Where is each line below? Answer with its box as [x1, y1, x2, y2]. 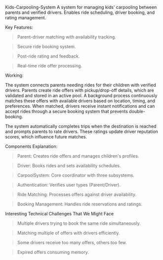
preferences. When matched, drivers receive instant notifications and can [5, 103, 155, 109]
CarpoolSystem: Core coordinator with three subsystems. [17, 172, 134, 178]
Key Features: [5, 24, 33, 30]
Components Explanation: [5, 143, 58, 149]
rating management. [5, 15, 46, 20]
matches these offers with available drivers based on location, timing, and [5, 98, 156, 104]
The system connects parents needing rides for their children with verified [5, 82, 157, 88]
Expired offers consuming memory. [17, 249, 89, 255]
